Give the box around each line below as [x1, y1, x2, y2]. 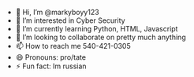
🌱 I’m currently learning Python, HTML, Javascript [15, 24, 178, 33]
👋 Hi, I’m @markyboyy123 [15, 8, 100, 16]
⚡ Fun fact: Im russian [15, 61, 87, 71]
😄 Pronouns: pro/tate [15, 53, 87, 62]
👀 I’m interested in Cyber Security [15, 16, 125, 25]
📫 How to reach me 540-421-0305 [15, 42, 132, 50]
